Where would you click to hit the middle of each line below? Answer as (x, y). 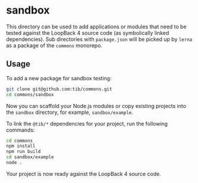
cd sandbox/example (30, 157)
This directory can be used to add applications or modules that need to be (96, 27)
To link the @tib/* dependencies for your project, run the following (87, 123)
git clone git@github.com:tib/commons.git (59, 89)
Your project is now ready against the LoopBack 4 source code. (84, 174)
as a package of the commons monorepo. (54, 45)
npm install (21, 146)
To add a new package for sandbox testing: (59, 78)
